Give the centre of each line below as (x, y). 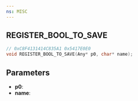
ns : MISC (17, 11)
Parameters (28, 73)
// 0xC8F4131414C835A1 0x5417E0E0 (49, 49)
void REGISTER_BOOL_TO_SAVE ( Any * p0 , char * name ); (70, 54)
